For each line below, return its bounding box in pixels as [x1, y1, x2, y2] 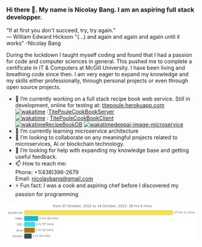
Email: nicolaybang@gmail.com [15, 175, 94, 182]
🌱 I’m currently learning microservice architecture [15, 127, 139, 135]
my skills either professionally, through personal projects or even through [6, 77, 189, 84]
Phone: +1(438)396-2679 [15, 169, 79, 176]
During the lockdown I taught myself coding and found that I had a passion [6, 51, 192, 59]
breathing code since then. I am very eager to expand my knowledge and [6, 71, 189, 78]
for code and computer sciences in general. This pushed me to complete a [6, 58, 192, 65]
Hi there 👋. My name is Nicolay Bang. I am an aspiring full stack [6, 5, 195, 14]
